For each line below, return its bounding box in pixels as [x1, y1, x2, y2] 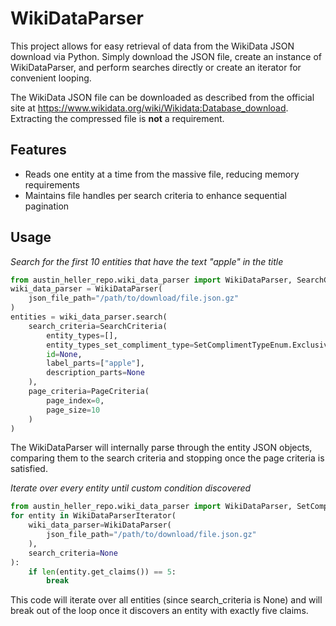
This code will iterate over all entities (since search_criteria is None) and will [10, 594, 323, 606]
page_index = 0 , [46, 395, 105, 406]
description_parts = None [46, 368, 145, 378]
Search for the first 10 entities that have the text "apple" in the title [10, 255, 284, 267]
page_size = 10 [46, 405, 101, 415]
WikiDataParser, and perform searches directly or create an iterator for [10, 61, 302, 73]
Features [10, 142, 67, 159]
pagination [24, 200, 70, 212]
